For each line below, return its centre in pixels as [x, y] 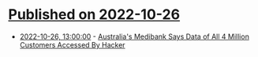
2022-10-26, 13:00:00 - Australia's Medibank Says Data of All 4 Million [135, 36]
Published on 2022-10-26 [94, 15]
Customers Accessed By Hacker [72, 44]
